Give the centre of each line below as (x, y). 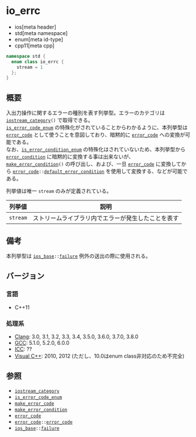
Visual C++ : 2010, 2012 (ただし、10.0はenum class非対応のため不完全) (99, 356)
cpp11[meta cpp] (34, 46)
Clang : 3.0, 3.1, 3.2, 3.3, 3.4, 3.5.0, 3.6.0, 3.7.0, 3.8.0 (76, 337)
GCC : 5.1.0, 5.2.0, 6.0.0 (42, 342)
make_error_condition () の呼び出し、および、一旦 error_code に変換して (94, 164)
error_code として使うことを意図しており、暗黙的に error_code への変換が (96, 135)
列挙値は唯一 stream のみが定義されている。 (59, 191)
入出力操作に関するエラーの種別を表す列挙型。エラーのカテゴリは (85, 113)
